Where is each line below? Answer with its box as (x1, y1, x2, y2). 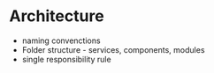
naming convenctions (21, 35, 101, 46)
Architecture (9, 6, 104, 26)
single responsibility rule (21, 54, 112, 64)
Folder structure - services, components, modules (21, 44, 205, 55)
